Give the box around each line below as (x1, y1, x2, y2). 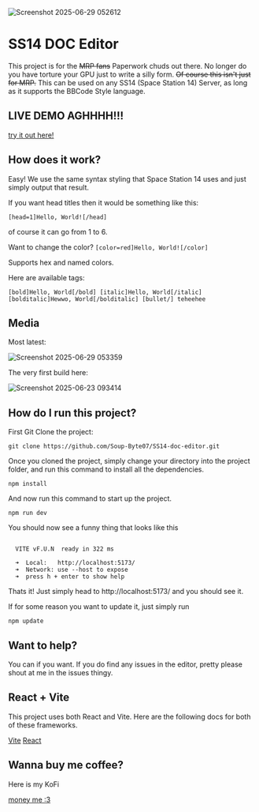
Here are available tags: (8, 273, 85, 282)
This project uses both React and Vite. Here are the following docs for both (8, 712, 251, 721)
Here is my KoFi (8, 779, 60, 789)
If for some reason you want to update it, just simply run (8, 602, 190, 611)
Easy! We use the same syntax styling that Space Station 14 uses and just (8, 174, 246, 183)
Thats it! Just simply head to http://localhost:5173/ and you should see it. (8, 587, 244, 596)
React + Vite (8, 691, 70, 705)
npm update (8, 617, 44, 626)
